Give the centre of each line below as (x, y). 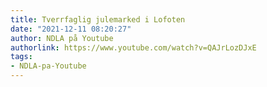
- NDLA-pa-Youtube (48, 66)
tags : (21, 57)
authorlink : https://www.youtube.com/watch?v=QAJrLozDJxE (133, 47)
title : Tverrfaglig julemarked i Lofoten (98, 19)
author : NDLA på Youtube (62, 38)
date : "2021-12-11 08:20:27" (71, 29)
